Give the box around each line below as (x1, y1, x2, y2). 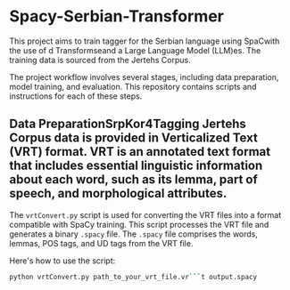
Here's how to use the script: (9, 255, 116, 266)
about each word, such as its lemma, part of (9, 172, 259, 188)
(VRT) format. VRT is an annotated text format (9, 144, 270, 159)
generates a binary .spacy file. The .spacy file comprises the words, (9, 229, 259, 239)
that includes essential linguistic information (9, 158, 263, 173)
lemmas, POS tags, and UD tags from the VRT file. (9, 238, 194, 248)
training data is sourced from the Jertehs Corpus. (9, 54, 191, 65)
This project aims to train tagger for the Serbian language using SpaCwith (9, 36, 280, 46)
